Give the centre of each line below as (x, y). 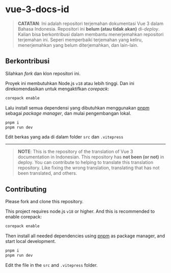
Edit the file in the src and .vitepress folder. (51, 265)
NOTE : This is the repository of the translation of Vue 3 (75, 152)
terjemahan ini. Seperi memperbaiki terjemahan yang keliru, (80, 40)
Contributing (26, 189)
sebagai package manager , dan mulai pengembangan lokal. (68, 113)
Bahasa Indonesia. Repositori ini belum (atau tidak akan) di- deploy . (89, 29)
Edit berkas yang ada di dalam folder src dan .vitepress (64, 137)
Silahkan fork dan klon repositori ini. (43, 73)
